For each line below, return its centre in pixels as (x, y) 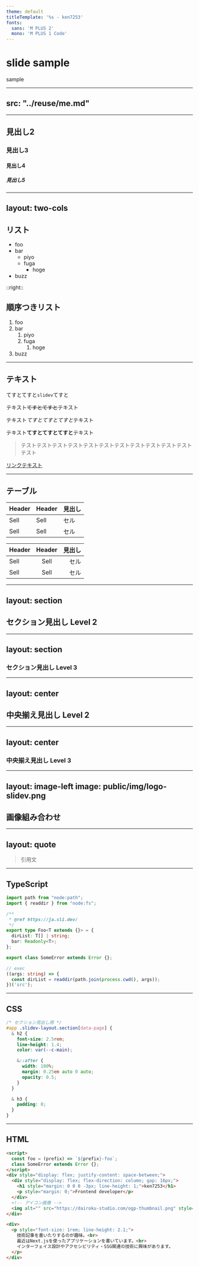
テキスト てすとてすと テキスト (42, 407)
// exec (16, 968)
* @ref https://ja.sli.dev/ (43, 919)
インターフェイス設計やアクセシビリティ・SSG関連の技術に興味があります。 (95, 1246)
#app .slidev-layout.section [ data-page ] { (59, 1028)
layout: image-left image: (54, 786)
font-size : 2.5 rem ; (41, 1039)
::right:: (15, 287)
